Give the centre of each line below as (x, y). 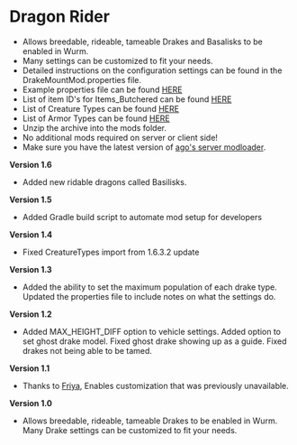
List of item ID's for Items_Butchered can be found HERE (127, 99)
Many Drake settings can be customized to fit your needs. (130, 430)
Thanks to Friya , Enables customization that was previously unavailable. (156, 385)
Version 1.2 (31, 314)
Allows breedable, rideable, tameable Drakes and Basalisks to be (142, 42)
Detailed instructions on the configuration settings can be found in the (152, 70)
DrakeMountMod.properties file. (82, 79)
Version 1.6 (31, 164)
